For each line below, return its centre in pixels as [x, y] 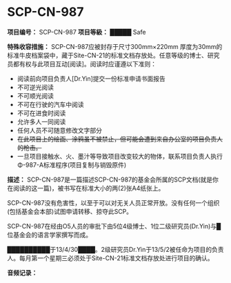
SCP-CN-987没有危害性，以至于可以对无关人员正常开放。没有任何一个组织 [113, 203]
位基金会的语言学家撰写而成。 [49, 235]
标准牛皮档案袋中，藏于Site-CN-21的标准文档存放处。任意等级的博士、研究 [113, 55]
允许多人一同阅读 [41, 121]
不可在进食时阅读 [41, 113]
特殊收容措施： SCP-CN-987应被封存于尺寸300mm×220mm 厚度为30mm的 [115, 46]
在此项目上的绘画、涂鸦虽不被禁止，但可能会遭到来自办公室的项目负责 [117, 139]
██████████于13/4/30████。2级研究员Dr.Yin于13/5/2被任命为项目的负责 [115, 249]
